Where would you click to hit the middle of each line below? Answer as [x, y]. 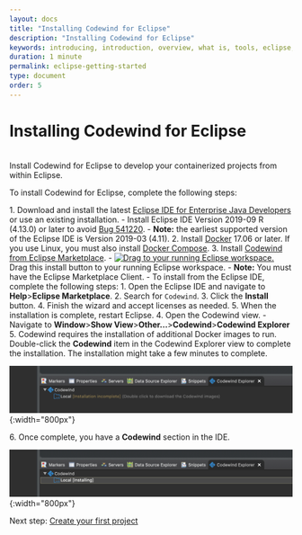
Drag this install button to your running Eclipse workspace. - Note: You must [151, 267]
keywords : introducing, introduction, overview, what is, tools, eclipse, [152, 48]
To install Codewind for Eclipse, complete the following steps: [123, 192]
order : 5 [26, 85]
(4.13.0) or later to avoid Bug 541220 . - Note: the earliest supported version [148, 228]
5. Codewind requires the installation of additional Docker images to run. [143, 334]
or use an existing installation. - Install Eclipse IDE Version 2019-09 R [137, 219]
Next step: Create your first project [74, 521]
